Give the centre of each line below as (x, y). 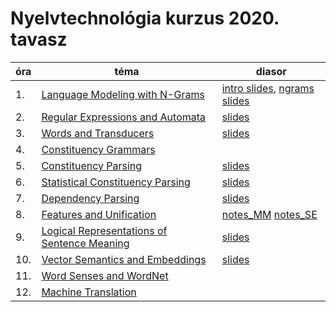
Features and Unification (99, 214)
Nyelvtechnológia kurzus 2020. (145, 18)
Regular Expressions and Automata (124, 117)
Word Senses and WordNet (105, 275)
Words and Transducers (98, 133)
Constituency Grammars (98, 149)
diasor (271, 71)
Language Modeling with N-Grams (123, 94)
